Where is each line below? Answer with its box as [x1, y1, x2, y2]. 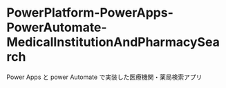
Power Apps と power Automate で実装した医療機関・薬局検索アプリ [6, 73, 203, 81]
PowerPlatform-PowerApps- [6, 5, 174, 21]
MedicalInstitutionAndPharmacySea [6, 35, 220, 50]
